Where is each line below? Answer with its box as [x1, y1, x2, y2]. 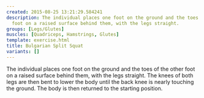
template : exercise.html [6, 37, 70, 43]
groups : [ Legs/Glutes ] [6, 26, 64, 32]
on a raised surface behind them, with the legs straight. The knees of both [6, 71, 194, 79]
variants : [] [6, 49, 40, 55]
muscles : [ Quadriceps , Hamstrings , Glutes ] [6, 32, 119, 38]
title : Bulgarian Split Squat [6, 43, 84, 49]
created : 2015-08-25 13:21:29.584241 [6, 9, 103, 15]
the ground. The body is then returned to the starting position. [6, 85, 163, 92]
